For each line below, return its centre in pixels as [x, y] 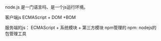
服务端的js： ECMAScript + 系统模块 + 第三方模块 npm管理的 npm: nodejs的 [81, 27]
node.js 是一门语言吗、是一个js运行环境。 [47, 7]
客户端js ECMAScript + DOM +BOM [40, 17]
